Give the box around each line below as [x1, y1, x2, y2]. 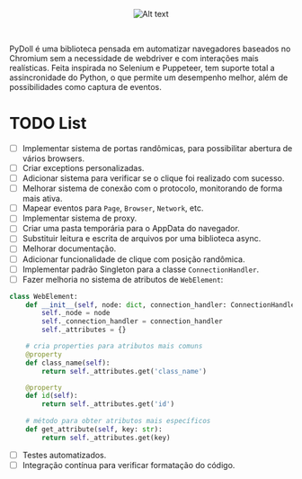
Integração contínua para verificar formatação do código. [22, 459, 235, 470]
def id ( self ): [25, 392, 78, 401]
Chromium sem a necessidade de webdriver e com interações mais [9, 53, 259, 63]
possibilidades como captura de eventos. [9, 82, 162, 92]
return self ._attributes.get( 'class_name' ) [41, 366, 207, 375]
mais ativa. [22, 194, 63, 204]
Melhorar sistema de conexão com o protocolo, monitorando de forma [22, 183, 283, 194]
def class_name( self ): [25, 358, 111, 367]
